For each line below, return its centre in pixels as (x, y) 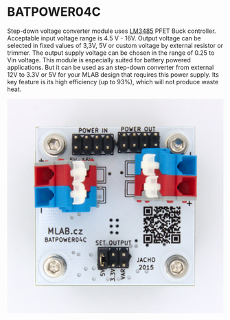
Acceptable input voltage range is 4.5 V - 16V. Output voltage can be (104, 38)
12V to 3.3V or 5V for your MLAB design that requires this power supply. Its (113, 74)
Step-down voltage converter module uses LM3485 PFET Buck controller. (112, 31)
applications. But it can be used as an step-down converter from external (111, 67)
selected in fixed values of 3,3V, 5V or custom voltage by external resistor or (115, 45)
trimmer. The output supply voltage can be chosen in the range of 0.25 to (111, 53)
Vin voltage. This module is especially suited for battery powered (99, 60)
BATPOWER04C (54, 12)
